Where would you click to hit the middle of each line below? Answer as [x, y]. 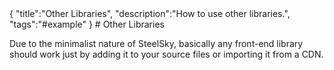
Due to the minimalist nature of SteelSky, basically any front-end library [156, 43]
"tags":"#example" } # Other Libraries [87, 24]
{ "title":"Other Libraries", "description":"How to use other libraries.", [150, 13]
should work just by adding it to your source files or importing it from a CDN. [166, 54]
